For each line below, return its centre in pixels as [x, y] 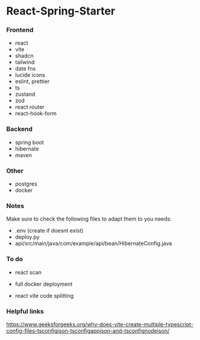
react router [30, 107]
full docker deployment [44, 284]
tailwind [25, 62]
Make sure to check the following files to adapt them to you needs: [89, 219]
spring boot [29, 142]
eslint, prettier [32, 81]
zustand [25, 94]
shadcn [24, 56]
